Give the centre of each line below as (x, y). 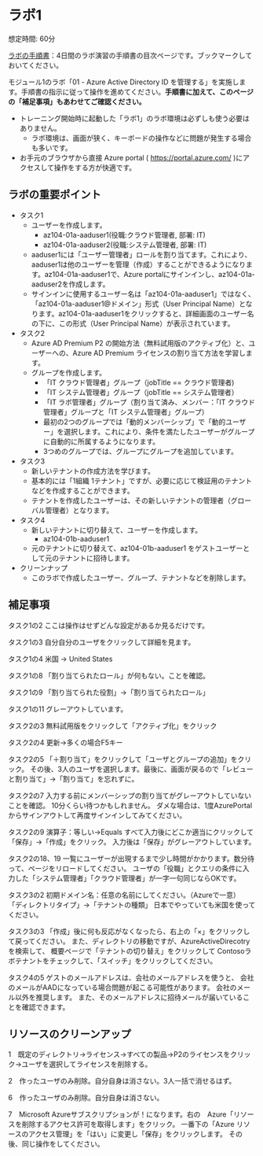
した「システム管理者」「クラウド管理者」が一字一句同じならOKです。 (128, 878)
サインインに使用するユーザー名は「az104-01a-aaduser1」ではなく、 (143, 294)
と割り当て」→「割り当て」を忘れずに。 (73, 778)
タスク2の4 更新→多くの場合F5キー (66, 742)
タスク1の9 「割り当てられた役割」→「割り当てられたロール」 (109, 692)
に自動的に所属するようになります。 (101, 441)
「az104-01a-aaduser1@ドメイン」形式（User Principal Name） (135, 304)
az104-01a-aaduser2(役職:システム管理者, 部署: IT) (125, 245)
